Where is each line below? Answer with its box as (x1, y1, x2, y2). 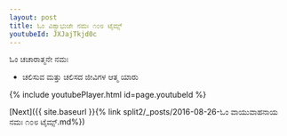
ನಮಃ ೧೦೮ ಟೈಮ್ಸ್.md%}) (9, 116, 86, 127)
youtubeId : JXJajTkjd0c (9, 29, 98, 38)
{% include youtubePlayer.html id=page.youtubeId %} (9, 90, 207, 100)
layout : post (9, 12, 58, 22)
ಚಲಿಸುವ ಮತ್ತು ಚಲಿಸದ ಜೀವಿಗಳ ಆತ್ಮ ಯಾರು (21, 72, 140, 83)
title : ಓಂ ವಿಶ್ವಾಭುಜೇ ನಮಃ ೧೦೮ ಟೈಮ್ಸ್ (9, 21, 123, 30)
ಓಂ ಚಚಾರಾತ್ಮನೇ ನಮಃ (9, 54, 69, 65)
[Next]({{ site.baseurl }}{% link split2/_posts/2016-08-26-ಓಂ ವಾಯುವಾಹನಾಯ (9, 107, 278, 117)
